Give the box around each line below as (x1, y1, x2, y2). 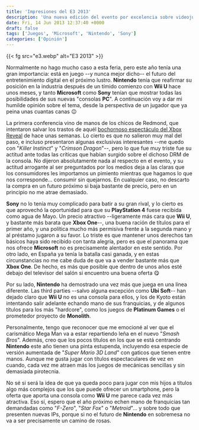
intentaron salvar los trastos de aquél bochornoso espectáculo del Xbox (6, 126, 182, 133)
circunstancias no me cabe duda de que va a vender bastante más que (6, 257, 179, 264)
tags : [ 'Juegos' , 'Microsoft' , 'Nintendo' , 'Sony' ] (6, 31, 136, 37)
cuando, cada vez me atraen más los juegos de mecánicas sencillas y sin (6, 362, 185, 368)
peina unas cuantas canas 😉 (6, 108, 77, 115)
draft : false (6, 25, 38, 31)
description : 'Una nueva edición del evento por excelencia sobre (6, 14, 174, 20)
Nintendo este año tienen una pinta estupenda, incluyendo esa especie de (6, 343, 188, 349)
